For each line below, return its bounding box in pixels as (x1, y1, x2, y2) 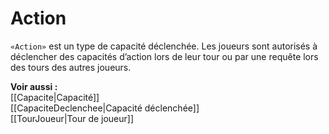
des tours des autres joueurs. (10, 61, 132, 73)
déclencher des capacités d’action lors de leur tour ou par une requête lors (10, 50, 319, 62)
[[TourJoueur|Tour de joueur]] (10, 112, 135, 124)
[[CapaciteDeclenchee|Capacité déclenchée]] (10, 102, 200, 114)
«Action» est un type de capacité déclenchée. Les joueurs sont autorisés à (10, 40, 318, 52)
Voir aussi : (10, 80, 58, 92)
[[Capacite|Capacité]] (10, 91, 100, 103)
